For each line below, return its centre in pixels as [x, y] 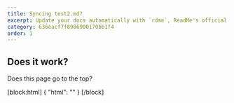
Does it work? [38, 61]
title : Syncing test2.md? [45, 14]
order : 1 [20, 33]
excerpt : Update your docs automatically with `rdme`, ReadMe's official [117, 20]
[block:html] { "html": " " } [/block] [56, 92]
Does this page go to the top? [50, 78]
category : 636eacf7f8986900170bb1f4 [61, 27]
